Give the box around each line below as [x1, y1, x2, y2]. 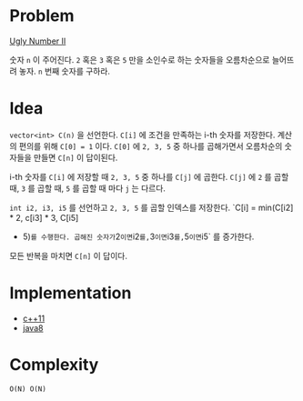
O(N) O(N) [9, 384, 47, 394]
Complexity [9, 355, 99, 375]
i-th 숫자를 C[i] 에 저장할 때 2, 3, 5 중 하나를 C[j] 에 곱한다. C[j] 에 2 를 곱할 [9, 171, 289, 182]
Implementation [9, 283, 132, 304]
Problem [9, 5, 75, 26]
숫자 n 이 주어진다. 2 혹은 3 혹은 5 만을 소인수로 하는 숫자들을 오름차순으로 [9, 54, 270, 65]
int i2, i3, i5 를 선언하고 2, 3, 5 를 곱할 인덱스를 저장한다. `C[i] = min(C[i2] [9, 202, 294, 213]
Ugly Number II [9, 35, 66, 46]
